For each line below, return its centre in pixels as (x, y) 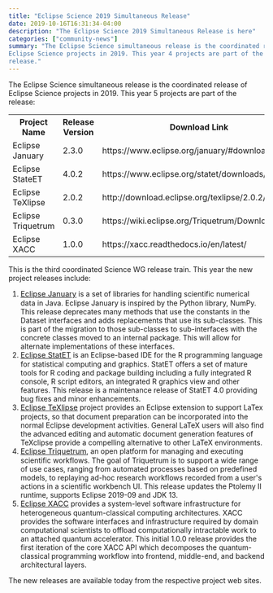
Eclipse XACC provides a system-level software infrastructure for (130, 504)
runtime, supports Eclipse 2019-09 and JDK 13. (99, 494)
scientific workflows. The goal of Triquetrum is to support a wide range (139, 460)
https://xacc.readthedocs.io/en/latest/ (174, 244)
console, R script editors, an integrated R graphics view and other (130, 381)
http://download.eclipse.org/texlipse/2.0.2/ (184, 197)
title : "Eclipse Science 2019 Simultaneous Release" (100, 16)
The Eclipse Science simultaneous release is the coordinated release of (128, 84)
